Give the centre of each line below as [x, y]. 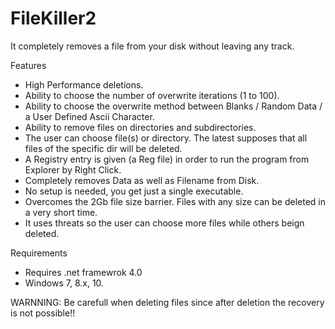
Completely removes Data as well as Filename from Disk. [142, 180]
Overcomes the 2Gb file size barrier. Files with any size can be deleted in [175, 201]
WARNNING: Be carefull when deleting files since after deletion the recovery [167, 302]
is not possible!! [43, 313]
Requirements [39, 253]
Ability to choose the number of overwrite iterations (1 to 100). [152, 95]
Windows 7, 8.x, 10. [64, 283]
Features [28, 65]
